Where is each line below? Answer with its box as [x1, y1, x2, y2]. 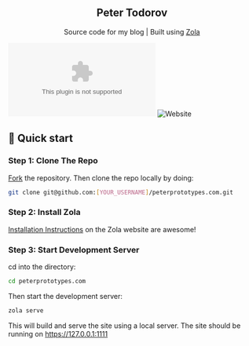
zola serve [8, 306, 44, 315]
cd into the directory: [8, 262, 76, 271]
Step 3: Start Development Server [8, 244, 140, 255]
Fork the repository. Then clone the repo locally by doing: [8, 173, 194, 183]
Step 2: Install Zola [8, 207, 81, 218]
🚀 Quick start [8, 132, 73, 145]
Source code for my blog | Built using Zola [64, 27, 200, 36]
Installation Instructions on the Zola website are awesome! [8, 224, 196, 234]
